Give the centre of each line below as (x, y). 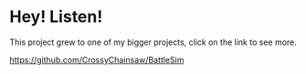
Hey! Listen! (56, 17)
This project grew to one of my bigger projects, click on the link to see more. (153, 42)
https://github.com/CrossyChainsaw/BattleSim (97, 59)
